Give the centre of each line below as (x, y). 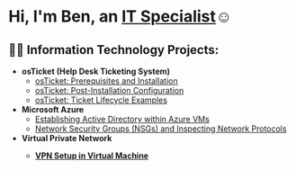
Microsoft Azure (53, 109)
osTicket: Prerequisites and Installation (107, 81)
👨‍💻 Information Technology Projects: (114, 50)
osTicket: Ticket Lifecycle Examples (101, 100)
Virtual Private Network (67, 138)
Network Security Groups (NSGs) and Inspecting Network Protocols (161, 129)
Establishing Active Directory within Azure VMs (122, 119)
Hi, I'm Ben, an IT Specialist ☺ (121, 17)
